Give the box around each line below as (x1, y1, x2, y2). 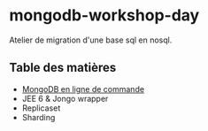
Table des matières (9, 60, 117, 75)
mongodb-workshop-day (9, 5, 200, 26)
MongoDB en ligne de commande (21, 83, 144, 94)
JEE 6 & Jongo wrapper (21, 93, 109, 104)
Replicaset (21, 103, 61, 113)
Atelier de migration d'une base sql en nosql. (9, 35, 173, 45)
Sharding (21, 112, 56, 122)
